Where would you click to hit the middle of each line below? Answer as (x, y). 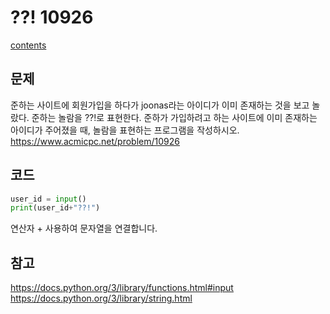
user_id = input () (48, 199)
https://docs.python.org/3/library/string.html (101, 298)
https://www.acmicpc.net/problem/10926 (95, 141)
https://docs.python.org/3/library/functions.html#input (122, 288)
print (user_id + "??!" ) (55, 208)
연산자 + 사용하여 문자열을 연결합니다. (84, 228)
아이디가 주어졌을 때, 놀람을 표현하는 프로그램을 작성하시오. (125, 130)
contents (28, 45)
